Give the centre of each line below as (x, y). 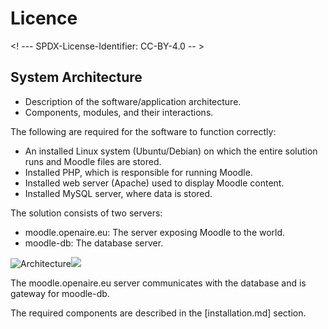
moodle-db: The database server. (94, 243)
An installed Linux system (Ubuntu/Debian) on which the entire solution (171, 151)
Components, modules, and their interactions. (119, 112)
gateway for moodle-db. (60, 293)
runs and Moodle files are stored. (93, 161)
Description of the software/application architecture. (133, 101)
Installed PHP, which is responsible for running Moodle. (138, 172)
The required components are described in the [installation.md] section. (158, 313)
